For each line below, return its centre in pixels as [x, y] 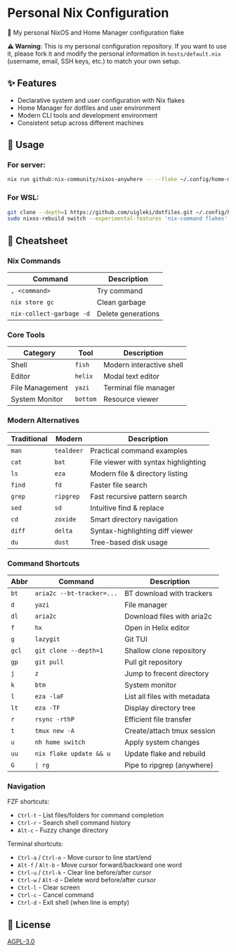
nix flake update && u [73, 753]
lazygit [47, 639]
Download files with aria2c [168, 616]
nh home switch [60, 742]
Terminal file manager [139, 388]
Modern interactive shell [143, 365]
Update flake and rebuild [165, 753]
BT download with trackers [168, 593]
